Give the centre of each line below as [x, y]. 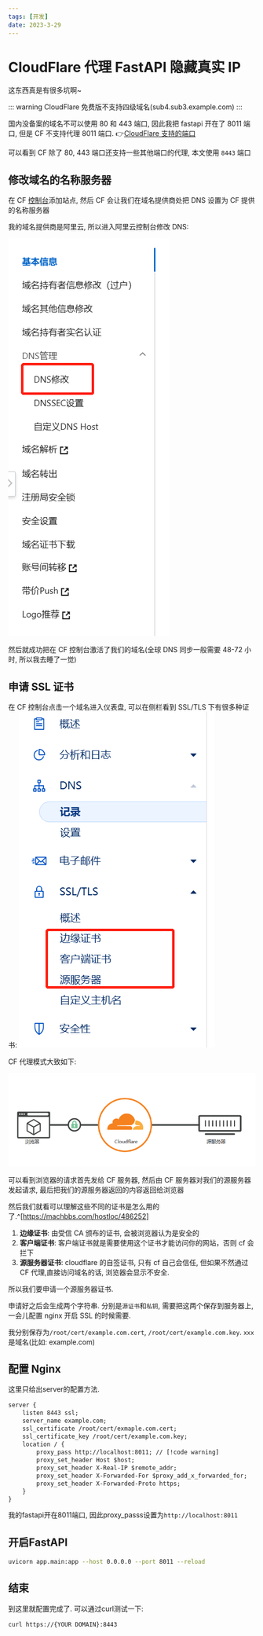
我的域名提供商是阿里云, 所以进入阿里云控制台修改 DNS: [99, 227]
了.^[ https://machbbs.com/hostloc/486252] [79, 1216]
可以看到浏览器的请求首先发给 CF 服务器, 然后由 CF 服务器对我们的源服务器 [130, 1179]
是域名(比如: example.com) [52, 1342]
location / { [44, 1445]
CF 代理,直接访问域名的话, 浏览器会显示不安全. [95, 1272]
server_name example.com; [65, 1421]
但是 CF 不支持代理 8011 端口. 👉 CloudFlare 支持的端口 [107, 134]
